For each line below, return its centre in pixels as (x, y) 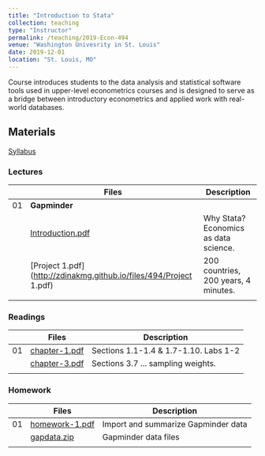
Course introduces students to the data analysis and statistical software (125, 82)
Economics (224, 228)
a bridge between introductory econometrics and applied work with (118, 99)
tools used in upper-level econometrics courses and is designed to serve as (131, 90)
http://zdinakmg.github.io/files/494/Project (113, 275)
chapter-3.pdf (57, 364)
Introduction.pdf (60, 232)
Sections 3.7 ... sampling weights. (154, 364)
